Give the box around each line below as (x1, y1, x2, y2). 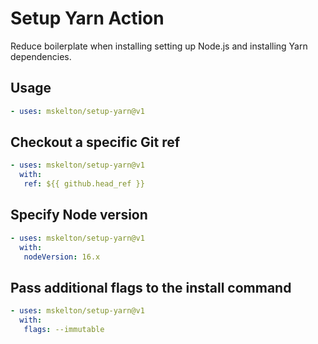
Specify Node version (10, 207, 148, 224)
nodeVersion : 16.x (23, 252, 101, 262)
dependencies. (10, 50, 72, 62)
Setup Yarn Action (10, 7, 165, 30)
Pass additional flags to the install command (10, 279, 292, 296)
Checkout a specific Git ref (10, 134, 181, 151)
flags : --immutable (23, 325, 105, 335)
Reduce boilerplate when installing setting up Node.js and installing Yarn (10, 40, 308, 52)
